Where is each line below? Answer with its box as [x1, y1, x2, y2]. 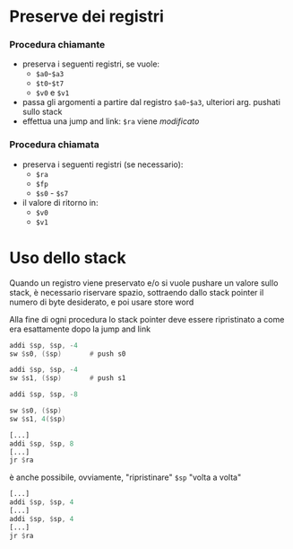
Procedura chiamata [9, 138, 100, 151]
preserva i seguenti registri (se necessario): [22, 159, 184, 170]
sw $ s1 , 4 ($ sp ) [9, 414, 66, 423]
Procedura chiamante [9, 39, 106, 51]
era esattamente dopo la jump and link [9, 323, 151, 334]
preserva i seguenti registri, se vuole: [22, 58, 159, 69]
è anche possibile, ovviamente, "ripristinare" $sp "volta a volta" [9, 472, 242, 483]
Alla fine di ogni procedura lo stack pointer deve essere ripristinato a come [9, 314, 285, 324]
